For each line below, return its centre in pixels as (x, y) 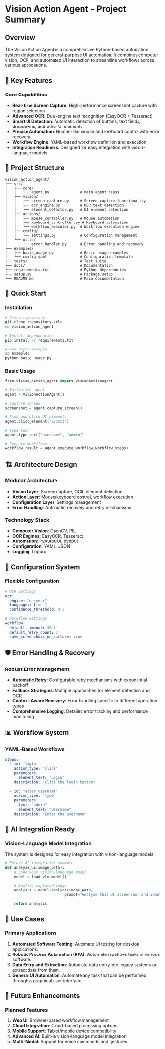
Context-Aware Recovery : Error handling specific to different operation (85, 701)
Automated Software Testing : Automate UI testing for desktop (76, 944)
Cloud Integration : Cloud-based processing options (65, 1026)
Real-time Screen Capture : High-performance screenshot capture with (84, 105)
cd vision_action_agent (29, 327)
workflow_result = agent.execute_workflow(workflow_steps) (67, 448)
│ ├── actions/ (23, 214)
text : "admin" (33, 805)
